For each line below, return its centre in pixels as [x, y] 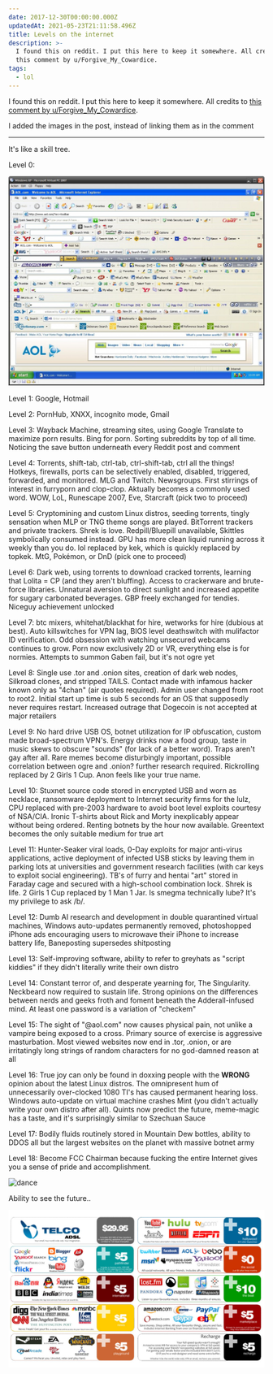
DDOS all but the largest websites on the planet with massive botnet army [132, 1142]
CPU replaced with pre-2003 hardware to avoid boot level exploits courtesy [135, 808]
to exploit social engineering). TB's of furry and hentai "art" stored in [123, 875]
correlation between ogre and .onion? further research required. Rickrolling [134, 766]
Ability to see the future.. [50, 1198]
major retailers [32, 716]
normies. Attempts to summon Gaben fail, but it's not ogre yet [112, 657]
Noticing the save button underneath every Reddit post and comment [124, 447]
